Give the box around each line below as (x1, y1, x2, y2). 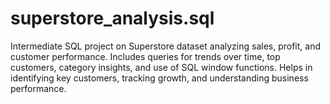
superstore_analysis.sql (10, 7, 215, 30)
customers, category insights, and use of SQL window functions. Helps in (10, 61, 313, 73)
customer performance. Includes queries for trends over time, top (10, 50, 281, 62)
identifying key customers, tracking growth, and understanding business (10, 72, 309, 84)
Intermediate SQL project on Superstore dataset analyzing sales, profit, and (10, 40, 322, 52)
